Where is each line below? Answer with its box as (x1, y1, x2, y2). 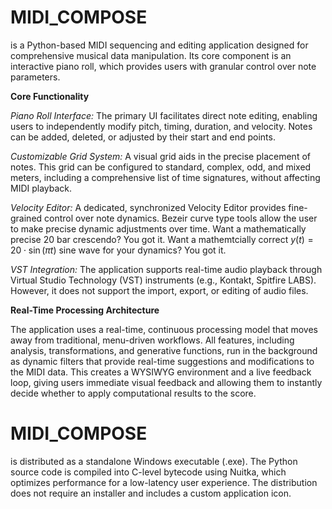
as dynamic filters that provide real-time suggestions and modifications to (10, 355, 315, 367)
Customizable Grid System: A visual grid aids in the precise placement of (10, 150, 311, 162)
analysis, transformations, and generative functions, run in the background (10, 344, 318, 356)
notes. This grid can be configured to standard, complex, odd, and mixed (10, 161, 312, 173)
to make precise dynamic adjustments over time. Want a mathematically (10, 222, 307, 235)
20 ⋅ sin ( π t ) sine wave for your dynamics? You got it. (10, 244, 227, 256)
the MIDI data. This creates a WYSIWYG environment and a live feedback (10, 366, 312, 378)
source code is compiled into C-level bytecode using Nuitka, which (10, 466, 287, 478)
